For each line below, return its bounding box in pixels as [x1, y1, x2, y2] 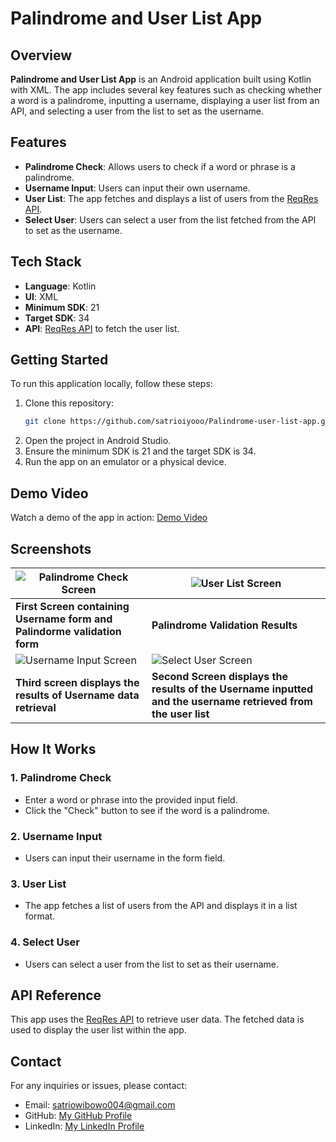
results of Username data [15, 688, 140, 702]
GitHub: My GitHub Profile [24, 1110, 133, 1122]
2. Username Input [10, 829, 103, 843]
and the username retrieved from [151, 694, 313, 708]
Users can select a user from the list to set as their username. [24, 958, 280, 970]
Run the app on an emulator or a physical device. [24, 456, 227, 468]
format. [24, 910, 56, 922]
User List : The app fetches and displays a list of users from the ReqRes [24, 192, 319, 204]
